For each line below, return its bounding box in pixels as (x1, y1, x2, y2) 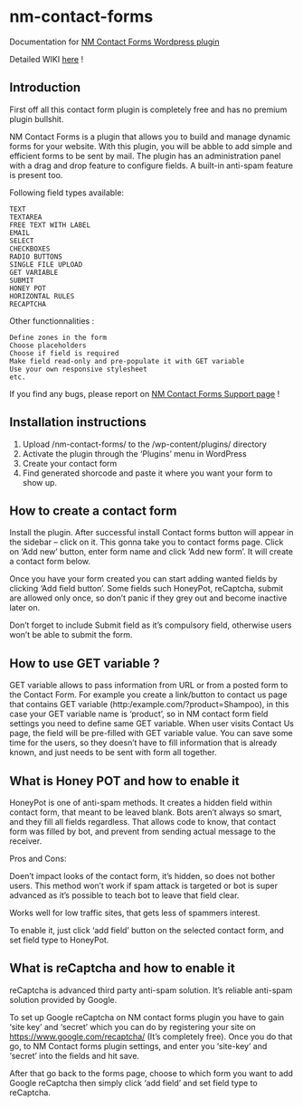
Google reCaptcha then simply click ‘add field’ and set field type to (9, 1077, 258, 1088)
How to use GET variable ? (9, 656, 160, 671)
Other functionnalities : (9, 315, 95, 326)
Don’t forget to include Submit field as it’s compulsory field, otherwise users (9, 620, 292, 630)
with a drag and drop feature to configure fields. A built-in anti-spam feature (9, 160, 294, 171)
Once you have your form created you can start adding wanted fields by (9, 573, 278, 584)
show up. (22, 477, 57, 487)
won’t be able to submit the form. (9, 629, 133, 640)
